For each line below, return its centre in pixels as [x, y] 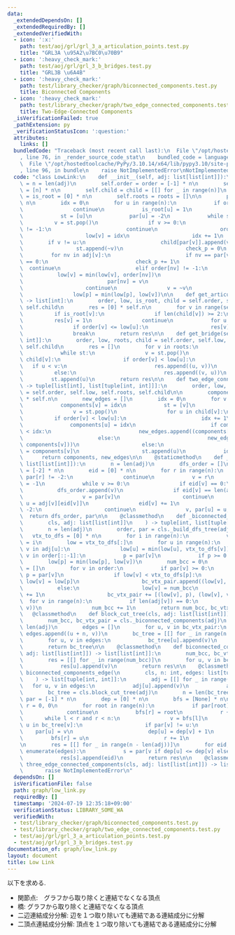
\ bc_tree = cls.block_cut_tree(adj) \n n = [106, 692]
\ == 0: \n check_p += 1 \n [100, 262]
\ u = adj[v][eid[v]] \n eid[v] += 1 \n [100, 503]
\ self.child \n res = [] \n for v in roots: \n [109, 347]
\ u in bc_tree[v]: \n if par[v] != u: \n [109, 725]
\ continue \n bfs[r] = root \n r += [126, 712]
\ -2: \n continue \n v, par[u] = [120, 510]
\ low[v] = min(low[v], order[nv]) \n [90, 274]
